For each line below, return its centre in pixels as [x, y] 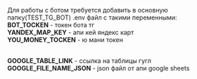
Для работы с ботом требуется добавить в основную [88, 10]
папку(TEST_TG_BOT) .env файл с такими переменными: [92, 17]
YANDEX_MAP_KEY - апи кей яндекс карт [71, 32]
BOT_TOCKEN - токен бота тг [51, 25]
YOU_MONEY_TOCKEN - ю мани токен [65, 40]
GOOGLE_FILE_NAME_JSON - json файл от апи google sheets [99, 68]
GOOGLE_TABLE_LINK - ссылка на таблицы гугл [79, 61]
